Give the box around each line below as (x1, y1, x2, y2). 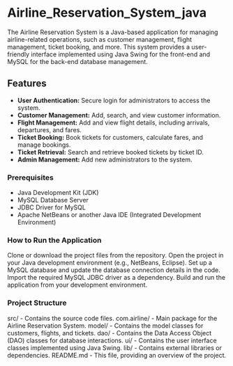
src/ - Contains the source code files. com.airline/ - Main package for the (7, 314, 218, 322)
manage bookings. (17, 141, 71, 149)
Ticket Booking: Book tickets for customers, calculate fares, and (17, 133, 204, 141)
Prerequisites (7, 173, 54, 182)
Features (7, 78, 47, 90)
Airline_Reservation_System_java (7, 5, 207, 21)
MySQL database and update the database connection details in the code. (7, 266, 221, 274)
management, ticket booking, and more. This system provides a (7, 42, 190, 51)
